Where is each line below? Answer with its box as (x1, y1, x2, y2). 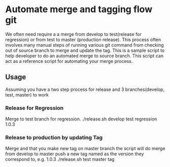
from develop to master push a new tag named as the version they (5, 151, 144, 157)
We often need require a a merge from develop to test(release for (5, 31, 142, 37)
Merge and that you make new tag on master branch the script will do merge (5, 146, 165, 152)
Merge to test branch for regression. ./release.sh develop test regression (5, 116, 157, 122)
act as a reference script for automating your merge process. (5, 58, 133, 64)
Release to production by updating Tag (5, 133, 103, 141)
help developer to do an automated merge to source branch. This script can (5, 52, 164, 59)
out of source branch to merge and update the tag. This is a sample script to (5, 47, 165, 53)
